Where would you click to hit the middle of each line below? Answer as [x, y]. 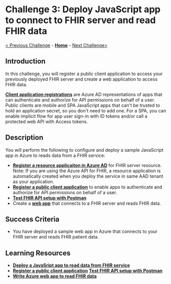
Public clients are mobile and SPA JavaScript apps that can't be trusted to [83, 105]
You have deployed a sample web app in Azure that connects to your [85, 231]
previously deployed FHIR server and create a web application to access [81, 79]
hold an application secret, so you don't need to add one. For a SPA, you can [86, 110]
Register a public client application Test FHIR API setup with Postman [88, 271]
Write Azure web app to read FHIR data [55, 276]
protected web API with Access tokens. [47, 122]
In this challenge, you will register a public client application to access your [84, 74]
